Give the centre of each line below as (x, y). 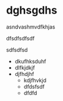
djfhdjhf (24, 74)
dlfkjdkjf (25, 67)
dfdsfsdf (34, 86)
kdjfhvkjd (35, 80)
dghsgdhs (32, 10)
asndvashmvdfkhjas (31, 27)
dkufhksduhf (30, 61)
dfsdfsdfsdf (21, 38)
